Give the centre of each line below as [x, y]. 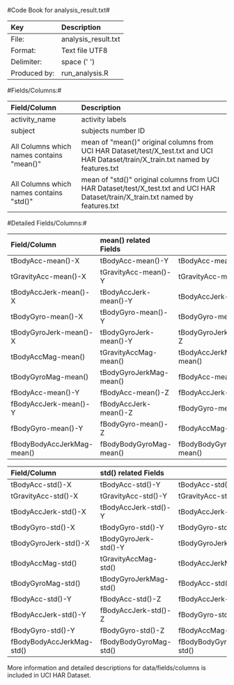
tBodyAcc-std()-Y [130, 485]
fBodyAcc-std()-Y [41, 599]
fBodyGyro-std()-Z [132, 630]
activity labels [104, 119]
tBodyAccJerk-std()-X [48, 511]
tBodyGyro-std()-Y [132, 528]
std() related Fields [132, 473]
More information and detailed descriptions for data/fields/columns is [107, 668]
